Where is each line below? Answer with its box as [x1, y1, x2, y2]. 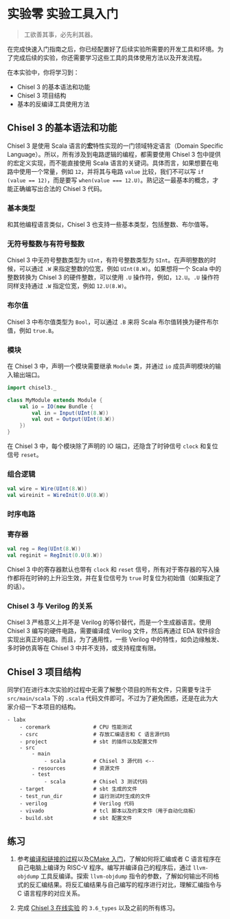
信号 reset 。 [7, 451, 43, 459]
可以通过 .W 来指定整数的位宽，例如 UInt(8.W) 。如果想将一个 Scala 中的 [19, 265, 222, 273]
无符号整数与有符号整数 [7, 239, 84, 248]
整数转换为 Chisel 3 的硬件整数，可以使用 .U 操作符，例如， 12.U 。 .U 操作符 [7, 273, 220, 282]
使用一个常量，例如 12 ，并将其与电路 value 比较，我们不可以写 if [19, 167, 205, 175]
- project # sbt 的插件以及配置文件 [19, 738, 158, 746]
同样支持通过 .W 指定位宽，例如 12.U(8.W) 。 [7, 282, 130, 290]
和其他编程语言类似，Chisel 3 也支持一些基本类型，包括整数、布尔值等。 [7, 221, 213, 229]
